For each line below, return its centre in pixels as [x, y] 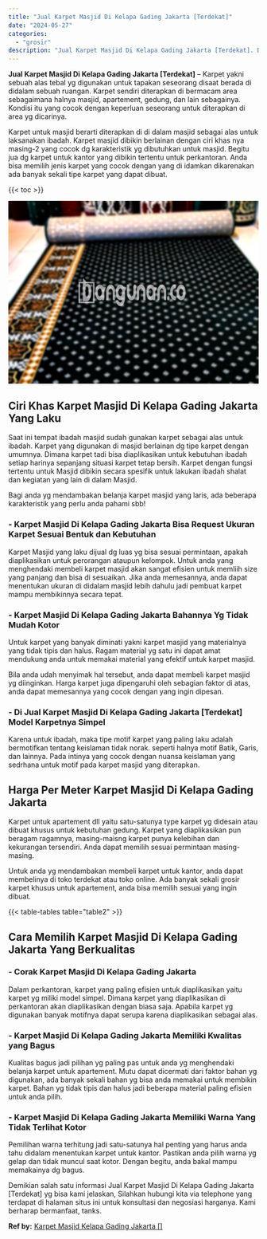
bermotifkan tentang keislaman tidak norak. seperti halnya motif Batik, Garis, [133, 748]
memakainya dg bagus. [46, 1170]
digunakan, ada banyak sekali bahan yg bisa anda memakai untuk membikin [132, 1080]
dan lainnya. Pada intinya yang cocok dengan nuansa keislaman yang [122, 757]
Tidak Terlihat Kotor [47, 1127]
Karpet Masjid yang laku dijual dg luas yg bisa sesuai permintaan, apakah [128, 552]
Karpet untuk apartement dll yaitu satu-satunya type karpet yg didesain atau [133, 822]
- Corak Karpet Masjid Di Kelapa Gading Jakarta [103, 972]
